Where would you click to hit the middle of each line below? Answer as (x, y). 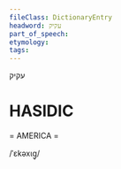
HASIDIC (42, 111)
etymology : (29, 42)
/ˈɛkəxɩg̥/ (25, 154)
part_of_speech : (39, 34)
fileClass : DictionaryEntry (61, 17)
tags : (19, 50)
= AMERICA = (34, 136)
